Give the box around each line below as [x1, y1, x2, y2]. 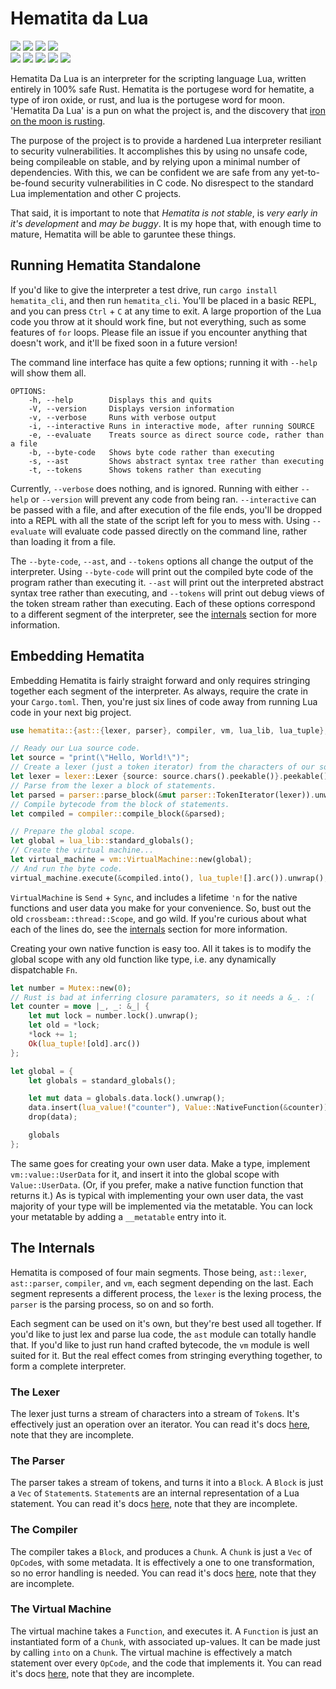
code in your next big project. [10, 706, 132, 718]
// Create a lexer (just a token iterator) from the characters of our [10, 762, 315, 772]
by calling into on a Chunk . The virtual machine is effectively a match [10, 1646, 293, 1658]
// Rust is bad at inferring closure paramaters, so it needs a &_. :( [10, 992, 315, 1002]
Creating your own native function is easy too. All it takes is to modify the [10, 942, 312, 954]
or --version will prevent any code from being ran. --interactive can [30, 493, 317, 505]
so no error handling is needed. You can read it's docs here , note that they [10, 1567, 317, 1579]
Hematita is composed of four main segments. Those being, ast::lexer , [10, 1266, 307, 1278]
